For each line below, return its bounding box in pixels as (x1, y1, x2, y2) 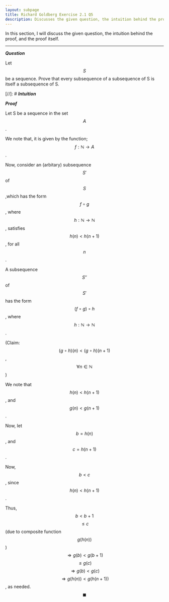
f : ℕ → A (74, 144, 95, 150)
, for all (5, 241, 20, 247)
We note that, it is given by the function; (5, 136, 88, 142)
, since (5, 480, 19, 486)
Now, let (5, 423, 23, 429)
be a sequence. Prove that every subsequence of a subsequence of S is (5, 76, 155, 82)
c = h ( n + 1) (72, 446, 97, 453)
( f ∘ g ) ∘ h (74, 306, 95, 312)
